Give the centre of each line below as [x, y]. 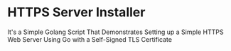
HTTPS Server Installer [76, 12]
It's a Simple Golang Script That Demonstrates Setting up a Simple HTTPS [116, 32]
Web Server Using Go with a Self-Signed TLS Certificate [90, 39]
